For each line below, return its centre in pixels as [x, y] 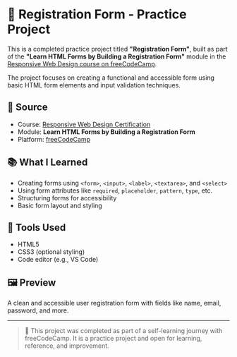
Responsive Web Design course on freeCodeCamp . [82, 63]
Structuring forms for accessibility [67, 198]
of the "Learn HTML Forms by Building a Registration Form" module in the [117, 56]
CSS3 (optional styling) [51, 252]
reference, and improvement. [67, 346]
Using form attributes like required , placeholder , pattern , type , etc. [115, 190]
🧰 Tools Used [37, 228]
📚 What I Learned [48, 163]
